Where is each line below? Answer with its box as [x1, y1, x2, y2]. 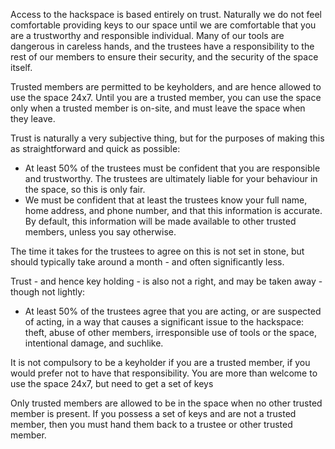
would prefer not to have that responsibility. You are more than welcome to [10, 367, 318, 379]
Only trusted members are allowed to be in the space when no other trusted [10, 397, 323, 409]
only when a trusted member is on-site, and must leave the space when [10, 102, 306, 114]
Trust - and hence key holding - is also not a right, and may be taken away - [10, 275, 323, 287]
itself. [10, 62, 33, 73]
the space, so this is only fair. [24, 184, 146, 195]
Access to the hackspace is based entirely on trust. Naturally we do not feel [10, 9, 322, 20]
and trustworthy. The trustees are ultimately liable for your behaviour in [24, 173, 318, 184]
